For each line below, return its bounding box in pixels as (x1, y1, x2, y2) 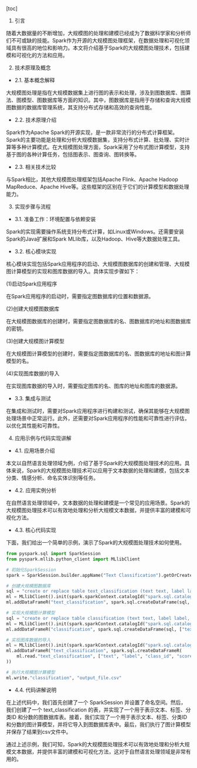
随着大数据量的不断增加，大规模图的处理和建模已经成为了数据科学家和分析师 (6, 29, 191, 36)
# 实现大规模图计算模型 (6, 610, 56, 616)
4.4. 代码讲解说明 (14, 686, 57, 693)
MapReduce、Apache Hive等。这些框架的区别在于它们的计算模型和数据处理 (6, 183, 189, 190)
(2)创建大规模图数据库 (6, 305, 60, 312)
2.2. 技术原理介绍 (14, 116, 57, 123)
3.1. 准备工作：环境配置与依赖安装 (14, 216, 96, 222)
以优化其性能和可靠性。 (6, 422, 63, 429)
